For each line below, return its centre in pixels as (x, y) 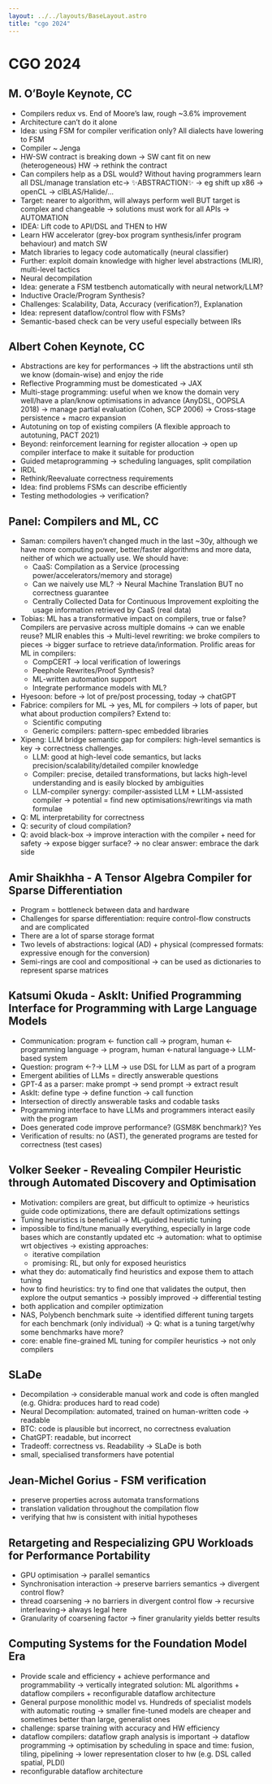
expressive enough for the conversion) (85, 953)
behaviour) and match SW (64, 243)
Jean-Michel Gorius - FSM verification (108, 1480)
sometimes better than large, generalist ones (95, 1719)
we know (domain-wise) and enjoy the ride (92, 375)
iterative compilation (66, 1254)
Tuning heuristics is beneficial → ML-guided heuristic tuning (121, 1220)
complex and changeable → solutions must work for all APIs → (125, 209)
